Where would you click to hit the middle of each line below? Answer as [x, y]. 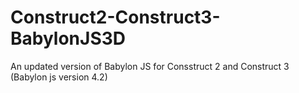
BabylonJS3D [68, 38]
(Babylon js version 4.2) [59, 77]
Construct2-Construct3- [115, 17]
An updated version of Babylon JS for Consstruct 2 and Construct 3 [150, 66]
